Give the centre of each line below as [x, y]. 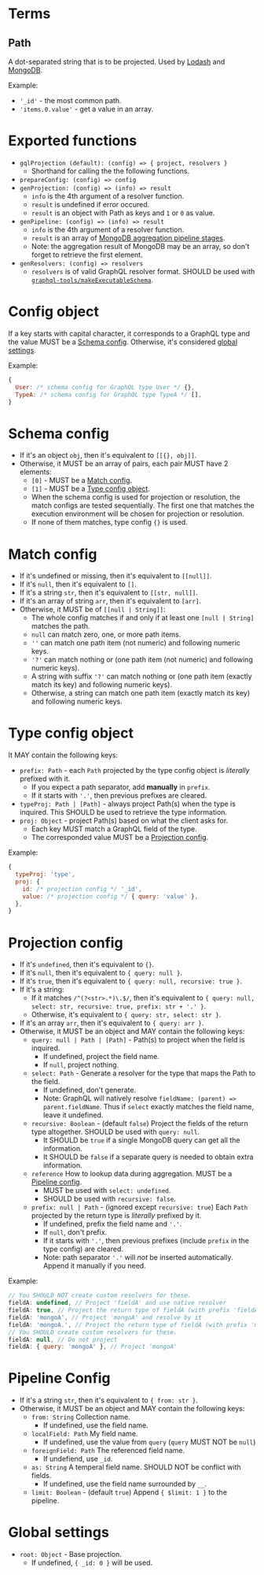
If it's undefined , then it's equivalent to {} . [87, 964]
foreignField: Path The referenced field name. [108, 1451]
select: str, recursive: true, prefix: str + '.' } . [119, 1006]
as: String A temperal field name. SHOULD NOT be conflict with [136, 1467]
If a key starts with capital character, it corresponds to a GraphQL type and [129, 333]
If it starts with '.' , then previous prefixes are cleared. [119, 796]
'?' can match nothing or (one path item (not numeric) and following [142, 659]
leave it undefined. [73, 1115]
